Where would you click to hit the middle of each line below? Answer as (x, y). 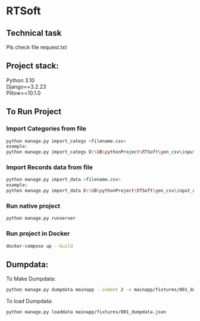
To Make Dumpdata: (31, 279)
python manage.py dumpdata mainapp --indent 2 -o (69, 290)
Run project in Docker (38, 233)
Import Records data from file (50, 167)
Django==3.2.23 (26, 86)
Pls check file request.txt (37, 47)
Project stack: (33, 66)
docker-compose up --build (40, 246)
